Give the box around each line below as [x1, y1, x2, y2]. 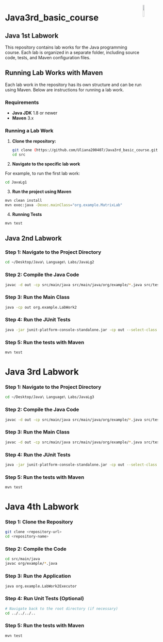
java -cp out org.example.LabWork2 [5, 305, 77, 310]
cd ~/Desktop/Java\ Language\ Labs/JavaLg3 [5, 395, 95, 399]
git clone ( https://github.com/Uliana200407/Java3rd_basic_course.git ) [12, 148, 160, 153]
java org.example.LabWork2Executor [5, 584, 77, 589]
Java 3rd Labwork [5, 366, 79, 378]
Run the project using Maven [12, 189, 72, 194]
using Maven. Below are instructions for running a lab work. [5, 87, 124, 92]
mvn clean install [5, 198, 42, 203]
